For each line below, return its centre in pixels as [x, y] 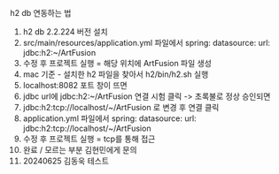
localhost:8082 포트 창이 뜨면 [75, 85]
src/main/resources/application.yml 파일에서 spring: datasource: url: [147, 43]
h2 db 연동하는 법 [41, 13]
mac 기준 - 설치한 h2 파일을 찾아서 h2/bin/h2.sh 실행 [116, 74]
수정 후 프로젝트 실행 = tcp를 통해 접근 [89, 139]
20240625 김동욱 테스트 [66, 161]
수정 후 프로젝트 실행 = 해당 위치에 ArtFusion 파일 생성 [117, 63]
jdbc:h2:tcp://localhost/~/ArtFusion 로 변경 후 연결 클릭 [121, 107]
